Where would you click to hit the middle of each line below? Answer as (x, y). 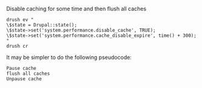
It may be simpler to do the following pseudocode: (69, 57)
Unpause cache (24, 79)
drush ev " (20, 20)
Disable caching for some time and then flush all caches (76, 9)
